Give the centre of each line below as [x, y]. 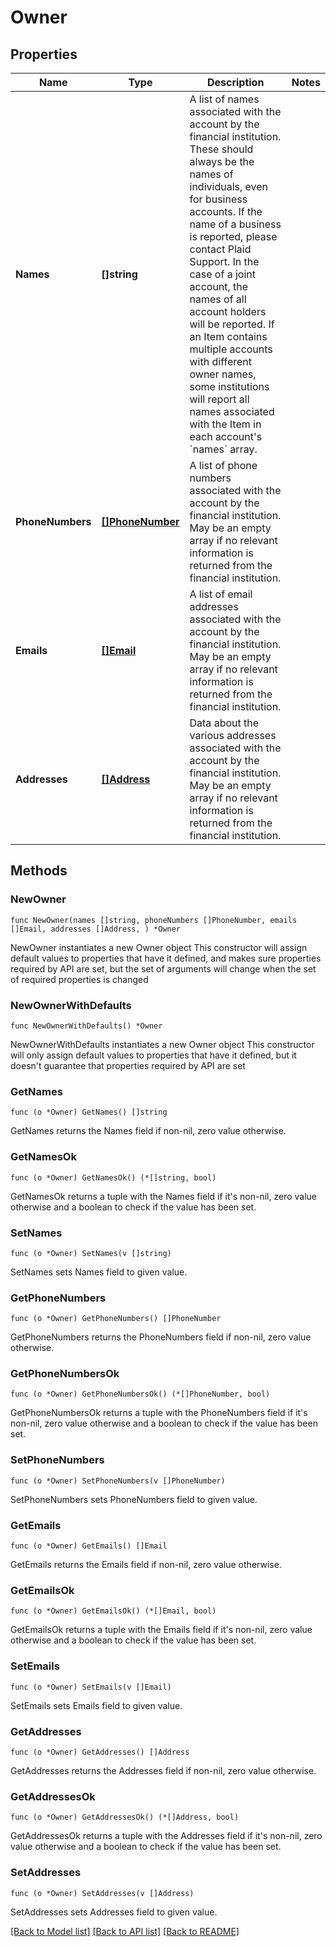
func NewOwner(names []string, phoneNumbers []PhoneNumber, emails [154, 920]
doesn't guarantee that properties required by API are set [128, 1065]
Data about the [224, 723]
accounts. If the [226, 211]
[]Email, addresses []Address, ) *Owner [96, 929]
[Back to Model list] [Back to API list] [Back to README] [125, 1931]
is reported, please [233, 236]
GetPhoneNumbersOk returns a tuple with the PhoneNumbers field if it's [159, 1413]
